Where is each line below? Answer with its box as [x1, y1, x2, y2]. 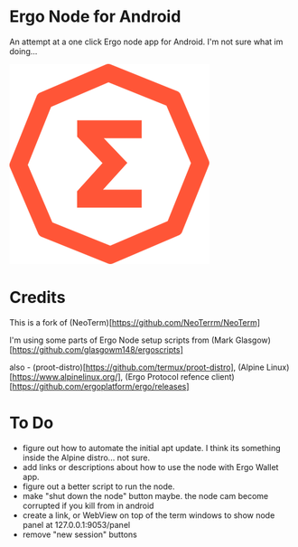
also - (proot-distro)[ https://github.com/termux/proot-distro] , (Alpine [9, 362, 265, 373]
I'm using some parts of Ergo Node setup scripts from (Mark [9, 335, 234, 345]
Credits [9, 288, 66, 308]
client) [210, 371, 235, 382]
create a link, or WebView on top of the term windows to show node [22, 509, 275, 521]
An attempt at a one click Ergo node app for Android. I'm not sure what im [9, 36, 284, 47]
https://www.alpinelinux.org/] [12, 371, 121, 382]
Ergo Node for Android [9, 6, 182, 27]
